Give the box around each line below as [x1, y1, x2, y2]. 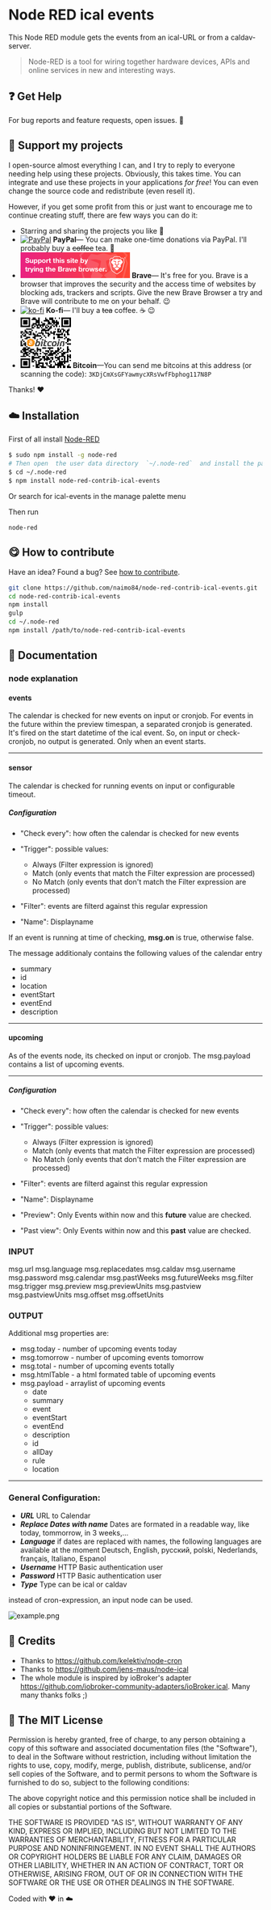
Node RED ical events [8, 6, 155, 24]
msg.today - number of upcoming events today [19, 1344, 177, 1354]
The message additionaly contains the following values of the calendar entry [8, 948, 263, 957]
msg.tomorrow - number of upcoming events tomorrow [19, 1353, 204, 1363]
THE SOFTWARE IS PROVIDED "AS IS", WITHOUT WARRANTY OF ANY [8, 1818, 244, 1828]
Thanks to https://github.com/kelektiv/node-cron [19, 1655, 183, 1665]
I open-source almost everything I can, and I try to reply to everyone [8, 160, 236, 170]
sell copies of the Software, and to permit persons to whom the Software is [8, 1769, 258, 1779]
